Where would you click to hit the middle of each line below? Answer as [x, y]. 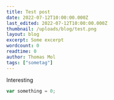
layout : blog [23, 35]
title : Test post [28, 12]
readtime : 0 [21, 52]
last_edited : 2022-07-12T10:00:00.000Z [57, 23]
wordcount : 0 [23, 46]
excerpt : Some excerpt [35, 40]
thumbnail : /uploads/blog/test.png [52, 29]
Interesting [20, 80]
